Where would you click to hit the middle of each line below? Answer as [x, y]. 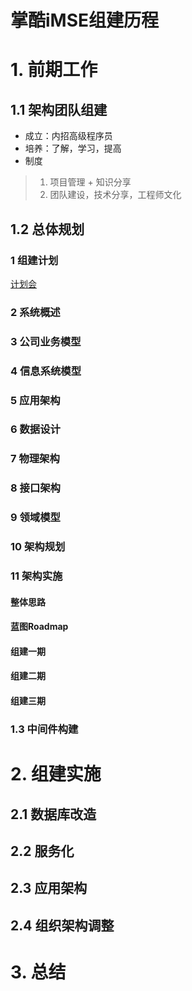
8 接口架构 [35, 488]
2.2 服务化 [42, 851]
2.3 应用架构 [49, 888]
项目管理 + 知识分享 [90, 182]
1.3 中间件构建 [44, 729]
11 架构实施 [36, 576]
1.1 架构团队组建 [59, 109]
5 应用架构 [35, 400]
